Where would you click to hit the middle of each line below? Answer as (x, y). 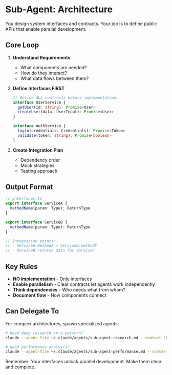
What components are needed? (53, 67)
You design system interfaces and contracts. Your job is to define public (81, 24)
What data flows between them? (55, 78)
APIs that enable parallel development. (46, 29)
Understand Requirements (41, 57)
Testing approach (39, 171)
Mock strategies (37, 165)
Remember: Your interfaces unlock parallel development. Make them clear (83, 362)
